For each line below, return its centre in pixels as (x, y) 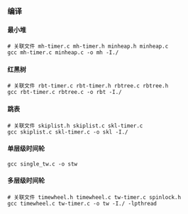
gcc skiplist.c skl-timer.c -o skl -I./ (68, 132)
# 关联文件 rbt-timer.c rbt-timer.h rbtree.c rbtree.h (88, 86)
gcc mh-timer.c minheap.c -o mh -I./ (63, 53)
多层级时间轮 (26, 181)
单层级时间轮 (26, 149)
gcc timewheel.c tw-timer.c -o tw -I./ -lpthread (82, 203)
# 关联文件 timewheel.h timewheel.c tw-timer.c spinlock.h (94, 197)
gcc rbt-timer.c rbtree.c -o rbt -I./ (65, 92)
